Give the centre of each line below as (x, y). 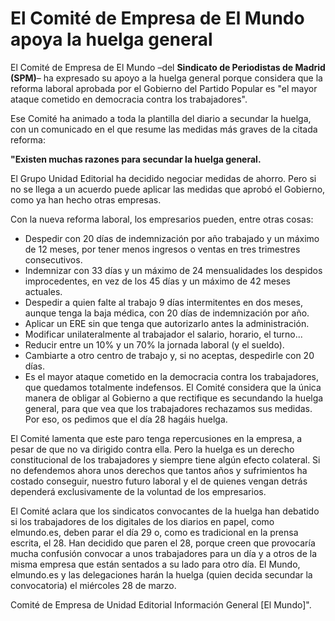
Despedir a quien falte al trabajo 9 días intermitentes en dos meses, (163, 302)
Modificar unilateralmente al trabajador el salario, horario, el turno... (163, 334)
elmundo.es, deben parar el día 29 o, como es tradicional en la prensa (154, 532)
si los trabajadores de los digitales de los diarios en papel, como (142, 521)
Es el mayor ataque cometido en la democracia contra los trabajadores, (171, 376)
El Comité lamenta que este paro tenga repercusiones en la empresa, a (156, 438)
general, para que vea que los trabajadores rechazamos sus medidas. (168, 408)
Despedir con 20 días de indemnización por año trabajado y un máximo (172, 238)
